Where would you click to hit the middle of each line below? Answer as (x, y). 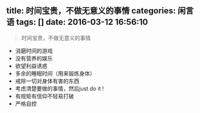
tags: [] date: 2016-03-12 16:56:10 (82, 22)
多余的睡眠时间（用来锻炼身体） (55, 73)
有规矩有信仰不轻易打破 (44, 96)
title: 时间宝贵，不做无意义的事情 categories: (91, 11)
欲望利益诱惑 (31, 66)
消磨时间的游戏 (34, 51)
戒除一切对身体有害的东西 (47, 81)
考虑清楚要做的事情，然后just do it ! (60, 88)
